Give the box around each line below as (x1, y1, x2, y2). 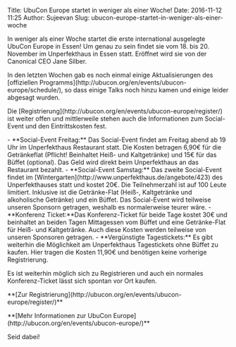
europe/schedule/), (7, 86, 63, 94)
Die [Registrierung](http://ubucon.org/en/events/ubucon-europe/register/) (7, 107, 223, 115)
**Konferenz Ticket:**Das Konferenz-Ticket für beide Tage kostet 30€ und (7, 211, 228, 219)
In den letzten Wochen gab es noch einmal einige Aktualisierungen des (7, 71, 213, 79)
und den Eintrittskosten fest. (25, 122, 107, 130)
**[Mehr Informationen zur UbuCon (7, 312, 112, 319)
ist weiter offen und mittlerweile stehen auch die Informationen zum (7, 114, 204, 123)
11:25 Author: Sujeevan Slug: (7, 13, 90, 22)
